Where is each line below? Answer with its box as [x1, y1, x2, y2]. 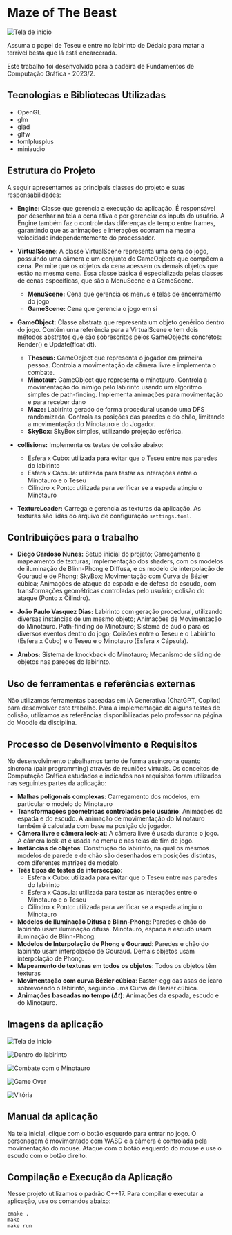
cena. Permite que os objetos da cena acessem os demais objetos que [17, 261, 219, 270]
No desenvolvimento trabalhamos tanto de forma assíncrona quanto [7, 757, 201, 765]
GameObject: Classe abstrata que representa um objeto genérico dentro [17, 317, 224, 326]
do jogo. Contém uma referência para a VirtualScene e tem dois [17, 325, 199, 333]
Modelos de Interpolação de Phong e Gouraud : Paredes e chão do [17, 940, 209, 947]
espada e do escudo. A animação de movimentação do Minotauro [17, 814, 205, 823]
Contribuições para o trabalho [7, 532, 139, 543]
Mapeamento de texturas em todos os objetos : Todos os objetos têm [17, 962, 217, 970]
